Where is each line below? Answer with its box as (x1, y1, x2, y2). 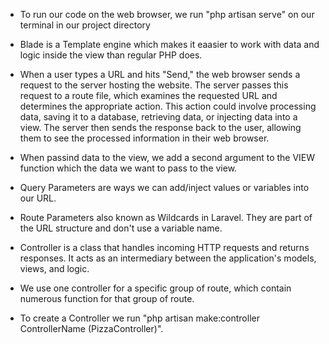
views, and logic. (19, 263, 90, 274)
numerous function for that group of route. (19, 293, 195, 304)
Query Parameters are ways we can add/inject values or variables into (19, 182, 310, 193)
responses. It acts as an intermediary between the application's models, (19, 252, 317, 264)
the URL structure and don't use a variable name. (19, 222, 223, 234)
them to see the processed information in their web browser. (19, 132, 270, 144)
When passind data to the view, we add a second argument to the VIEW (19, 152, 316, 163)
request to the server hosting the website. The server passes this (19, 79, 289, 91)
